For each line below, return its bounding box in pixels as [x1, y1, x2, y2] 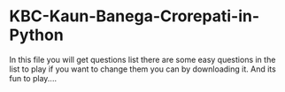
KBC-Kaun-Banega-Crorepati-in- [9, 6, 260, 27]
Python [9, 25, 64, 45]
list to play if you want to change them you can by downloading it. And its [9, 64, 276, 74]
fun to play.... [9, 73, 58, 83]
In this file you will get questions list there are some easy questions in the [9, 54, 276, 65]
